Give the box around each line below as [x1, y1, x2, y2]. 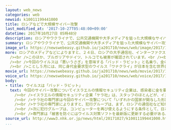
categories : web [5, 12, 40, 17]
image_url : [5, 45, 28, 50]
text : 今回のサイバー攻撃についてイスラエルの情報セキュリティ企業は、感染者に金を [10, 87, 163, 93]
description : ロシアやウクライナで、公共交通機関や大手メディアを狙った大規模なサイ [5, 36, 163, 41]
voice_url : [5, 74, 28, 79]
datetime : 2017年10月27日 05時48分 [5, 31, 77, 36]
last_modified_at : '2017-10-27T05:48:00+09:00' [5, 26, 108, 31]
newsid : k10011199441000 [5, 17, 58, 22]
